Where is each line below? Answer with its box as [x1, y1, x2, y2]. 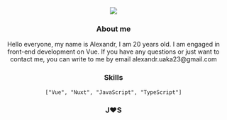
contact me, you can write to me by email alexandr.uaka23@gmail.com [10, 55, 217, 64]
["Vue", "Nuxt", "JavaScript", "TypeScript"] [45, 88, 182, 96]
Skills [104, 73, 123, 83]
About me [96, 24, 131, 34]
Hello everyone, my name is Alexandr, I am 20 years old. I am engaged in [7, 40, 220, 49]
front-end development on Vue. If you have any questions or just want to [7, 47, 220, 56]
